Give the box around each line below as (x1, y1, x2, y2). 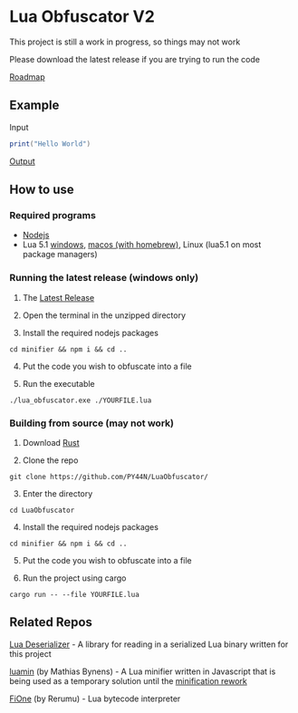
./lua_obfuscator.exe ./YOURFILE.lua (9, 396, 152, 405)
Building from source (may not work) (9, 417, 175, 429)
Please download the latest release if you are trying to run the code (9, 53, 261, 64)
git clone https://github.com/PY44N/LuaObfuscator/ (9, 472, 208, 481)
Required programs (9, 208, 97, 221)
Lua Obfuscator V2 (9, 6, 156, 27)
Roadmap (9, 71, 45, 82)
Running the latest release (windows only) (9, 272, 199, 284)
